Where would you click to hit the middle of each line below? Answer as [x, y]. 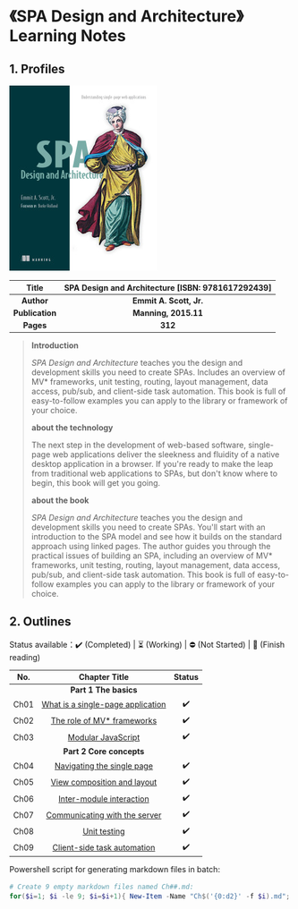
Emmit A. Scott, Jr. [168, 301]
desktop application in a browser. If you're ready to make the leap [152, 463]
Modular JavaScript [104, 737]
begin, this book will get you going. [96, 482]
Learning [43, 36]
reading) [25, 657]
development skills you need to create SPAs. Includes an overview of [158, 372]
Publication [34, 313]
